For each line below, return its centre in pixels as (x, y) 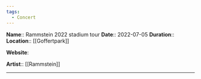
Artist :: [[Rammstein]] (33, 64)
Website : (18, 52)
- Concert (24, 17)
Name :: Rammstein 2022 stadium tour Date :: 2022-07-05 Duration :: (90, 34)
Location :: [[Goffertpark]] (38, 41)
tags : (13, 12)
